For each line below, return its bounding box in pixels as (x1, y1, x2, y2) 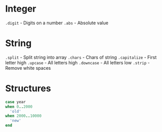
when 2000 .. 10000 (5, 113, 42, 119)
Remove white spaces (5, 65, 51, 71)
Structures (5, 83, 51, 94)
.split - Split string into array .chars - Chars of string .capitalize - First (5, 54, 157, 60)
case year (5, 99, 26, 104)
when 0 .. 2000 (5, 104, 33, 109)
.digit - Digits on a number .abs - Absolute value (5, 20, 109, 26)
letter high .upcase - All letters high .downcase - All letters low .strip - (5, 59, 150, 66)
